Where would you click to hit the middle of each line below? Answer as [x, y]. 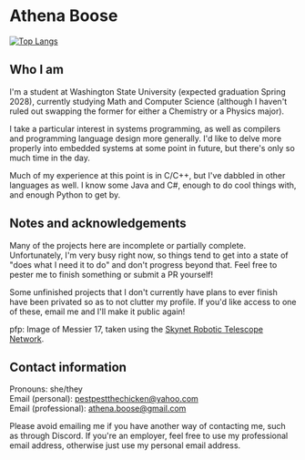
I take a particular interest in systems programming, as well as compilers [145, 128]
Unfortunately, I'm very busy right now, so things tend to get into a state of [149, 255]
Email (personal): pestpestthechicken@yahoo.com [104, 399]
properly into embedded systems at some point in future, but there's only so [152, 148]
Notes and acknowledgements [98, 224]
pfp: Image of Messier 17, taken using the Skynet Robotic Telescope [137, 329]
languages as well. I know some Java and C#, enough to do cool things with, [153, 185]
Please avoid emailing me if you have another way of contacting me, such [147, 426]
